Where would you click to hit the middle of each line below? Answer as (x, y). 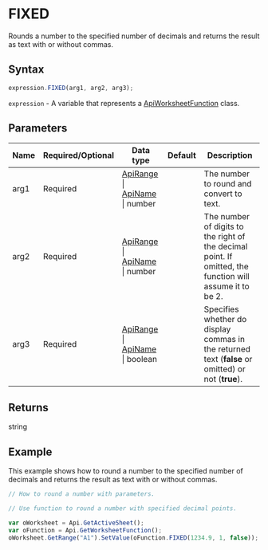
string (18, 426)
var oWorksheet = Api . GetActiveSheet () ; (77, 523)
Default (182, 155)
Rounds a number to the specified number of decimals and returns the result (134, 36)
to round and (228, 184)
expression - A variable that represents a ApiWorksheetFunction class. (124, 103)
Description (230, 155)
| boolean (140, 359)
